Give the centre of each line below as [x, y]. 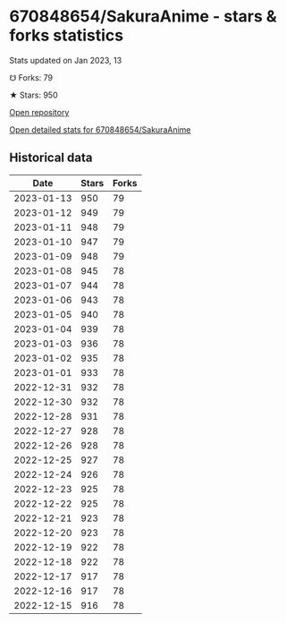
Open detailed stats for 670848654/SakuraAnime [100, 129]
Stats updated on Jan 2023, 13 [66, 60]
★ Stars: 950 [34, 95]
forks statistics [66, 35]
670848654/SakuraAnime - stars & [143, 17]
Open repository [39, 112]
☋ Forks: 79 [31, 77]
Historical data [51, 158]
